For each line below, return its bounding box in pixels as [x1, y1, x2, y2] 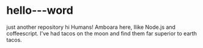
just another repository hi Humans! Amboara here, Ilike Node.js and [6, 23, 176, 31]
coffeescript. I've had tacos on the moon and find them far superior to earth [6, 29, 197, 37]
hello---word [6, 4, 73, 17]
